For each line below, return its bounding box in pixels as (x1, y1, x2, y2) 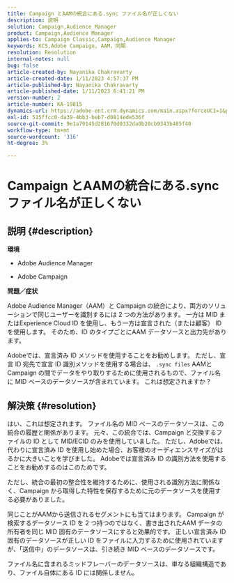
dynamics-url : (7, 107, 49, 114)
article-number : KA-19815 (7, 101, 82, 108)
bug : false (7, 62, 39, 69)
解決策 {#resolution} (7, 400, 97, 412)
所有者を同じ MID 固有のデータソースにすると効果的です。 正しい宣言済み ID (7, 527, 226, 536)
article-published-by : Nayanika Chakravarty (7, 81, 139, 88)
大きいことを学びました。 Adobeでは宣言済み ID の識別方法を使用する (25, 454, 227, 462)
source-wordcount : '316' (7, 133, 79, 140)
